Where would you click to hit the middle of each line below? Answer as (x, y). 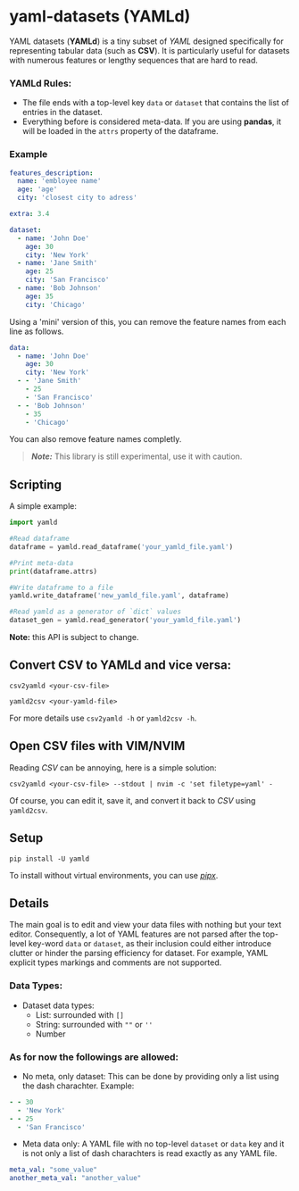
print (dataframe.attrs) (54, 571)
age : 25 (39, 271)
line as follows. (37, 331)
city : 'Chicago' (56, 304)
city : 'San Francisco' (67, 280)
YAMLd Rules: (41, 83)
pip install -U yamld (50, 859)
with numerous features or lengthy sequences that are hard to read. (134, 60)
